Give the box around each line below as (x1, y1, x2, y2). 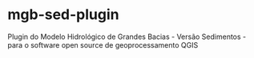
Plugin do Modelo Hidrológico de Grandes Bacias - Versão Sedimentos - (7, 32, 247, 41)
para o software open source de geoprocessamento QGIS (7, 40, 199, 49)
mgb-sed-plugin (7, 6, 119, 24)
